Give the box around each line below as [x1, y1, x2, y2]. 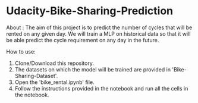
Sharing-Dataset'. [14, 72, 58, 79]
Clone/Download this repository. [14, 60, 94, 67]
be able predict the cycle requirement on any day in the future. [6, 36, 159, 43]
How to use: [6, 48, 36, 55]
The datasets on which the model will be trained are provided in [14, 65, 171, 73]
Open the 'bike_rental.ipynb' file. [14, 79, 95, 86]
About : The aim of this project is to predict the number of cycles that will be [6, 24, 193, 31]
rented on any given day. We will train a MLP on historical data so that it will [6, 30, 191, 37]
